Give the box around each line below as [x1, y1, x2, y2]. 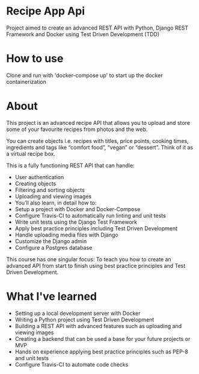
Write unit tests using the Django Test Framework [14, 218, 137, 226]
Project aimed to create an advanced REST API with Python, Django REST [6, 24, 189, 31]
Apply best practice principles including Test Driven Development [14, 224, 178, 232]
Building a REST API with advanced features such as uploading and [14, 322, 182, 329]
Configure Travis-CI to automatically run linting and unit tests [14, 212, 167, 219]
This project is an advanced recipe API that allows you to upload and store [6, 119, 191, 126]
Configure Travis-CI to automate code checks [14, 361, 129, 368]
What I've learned [6, 290, 97, 303]
